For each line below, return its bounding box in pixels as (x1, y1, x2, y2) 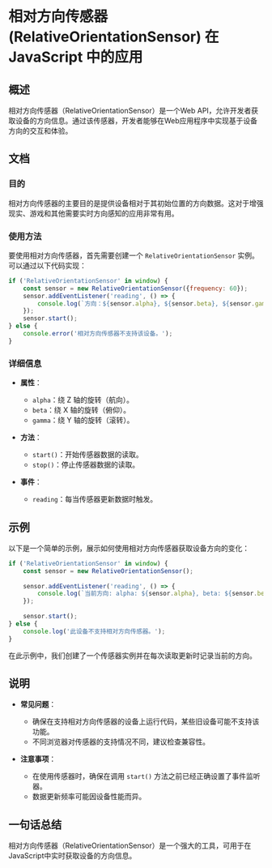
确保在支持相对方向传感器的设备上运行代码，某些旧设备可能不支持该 (32, 716, 260, 726)
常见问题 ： (19, 699, 57, 709)
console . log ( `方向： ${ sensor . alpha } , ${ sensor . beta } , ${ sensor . (37, 299, 255, 308)
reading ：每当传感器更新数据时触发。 (32, 494, 158, 504)
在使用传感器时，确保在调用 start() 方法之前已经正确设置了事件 (32, 772, 247, 781)
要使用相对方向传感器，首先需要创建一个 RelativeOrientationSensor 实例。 (8, 250, 259, 260)
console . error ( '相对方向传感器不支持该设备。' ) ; (23, 330, 173, 338)
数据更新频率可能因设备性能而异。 (32, 792, 147, 802)
